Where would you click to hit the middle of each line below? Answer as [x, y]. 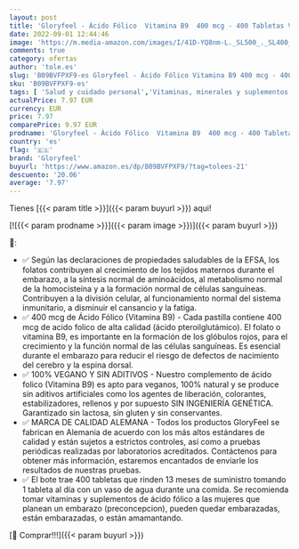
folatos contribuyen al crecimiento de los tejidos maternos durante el [148, 270]
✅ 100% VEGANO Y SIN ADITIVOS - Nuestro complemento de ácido [147, 375]
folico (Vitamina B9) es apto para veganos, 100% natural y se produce [150, 384]
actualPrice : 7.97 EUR [51, 100]
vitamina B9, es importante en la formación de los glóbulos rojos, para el [154, 337]
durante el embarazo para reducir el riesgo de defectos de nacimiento [150, 356]
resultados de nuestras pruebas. [82, 470]
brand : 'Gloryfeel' [45, 158]
